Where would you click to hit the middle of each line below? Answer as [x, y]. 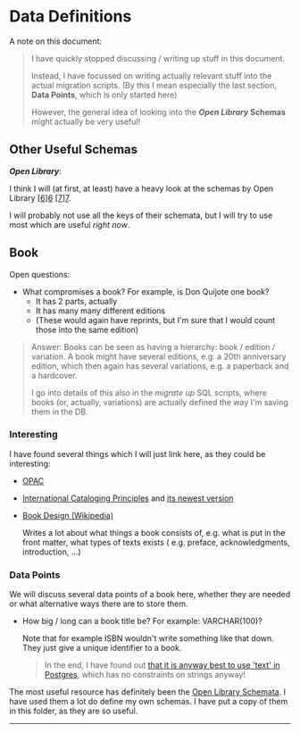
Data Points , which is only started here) [104, 95]
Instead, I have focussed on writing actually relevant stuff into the [151, 75]
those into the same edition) [87, 329]
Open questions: [40, 274]
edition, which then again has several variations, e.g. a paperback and [160, 366]
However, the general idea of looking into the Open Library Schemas [158, 112]
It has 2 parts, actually [76, 301]
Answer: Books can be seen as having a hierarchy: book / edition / [153, 346]
